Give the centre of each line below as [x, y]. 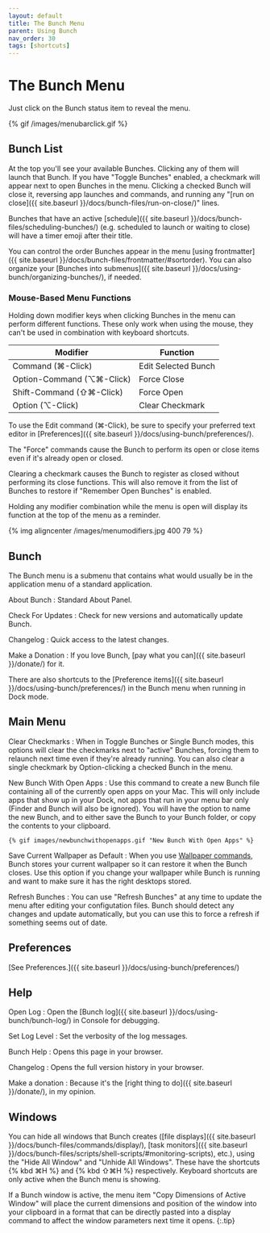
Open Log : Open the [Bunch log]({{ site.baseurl [88, 1012]
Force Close [162, 379]
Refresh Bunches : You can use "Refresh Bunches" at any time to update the [135, 897]
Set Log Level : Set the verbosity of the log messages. [98, 1036]
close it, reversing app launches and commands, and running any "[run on [131, 194]
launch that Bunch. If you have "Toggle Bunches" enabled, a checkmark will [134, 177]
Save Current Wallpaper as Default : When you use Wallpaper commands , [131, 855]
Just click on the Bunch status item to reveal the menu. [100, 108]
